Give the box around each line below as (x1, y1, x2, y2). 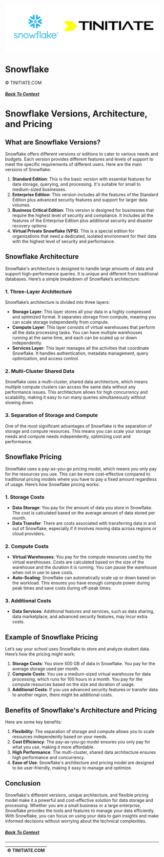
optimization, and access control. (12, 356, 80, 361)
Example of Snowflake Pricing (5, 633, 98, 641)
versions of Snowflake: (5, 167, 51, 173)
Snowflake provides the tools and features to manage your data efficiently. (5, 808, 155, 813)
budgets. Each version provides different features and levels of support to (5, 156, 154, 162)
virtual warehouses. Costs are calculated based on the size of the (12, 559, 144, 565)
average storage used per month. (12, 666, 80, 672)
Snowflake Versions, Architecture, (5, 108, 148, 119)
